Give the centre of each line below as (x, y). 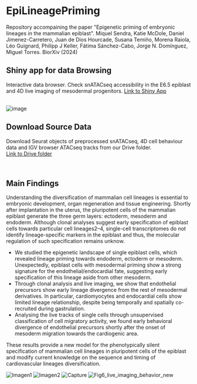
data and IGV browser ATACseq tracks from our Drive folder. (79, 147)
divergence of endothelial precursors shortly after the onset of (90, 328)
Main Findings (33, 183)
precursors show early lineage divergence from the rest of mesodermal (101, 290)
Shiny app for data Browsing (59, 71)
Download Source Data (49, 127)
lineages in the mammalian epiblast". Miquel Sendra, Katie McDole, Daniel (95, 33)
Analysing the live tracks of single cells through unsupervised (89, 315)
